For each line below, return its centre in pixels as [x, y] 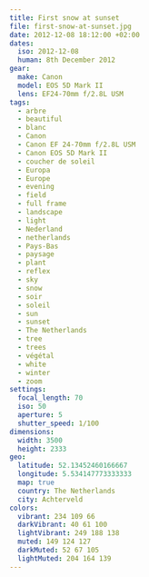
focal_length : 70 [50, 398]
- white [32, 364]
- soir [30, 296]
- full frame [42, 204]
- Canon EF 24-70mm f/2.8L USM [77, 144]
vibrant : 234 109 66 [56, 516]
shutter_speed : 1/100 [59, 423]
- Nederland [40, 229]
